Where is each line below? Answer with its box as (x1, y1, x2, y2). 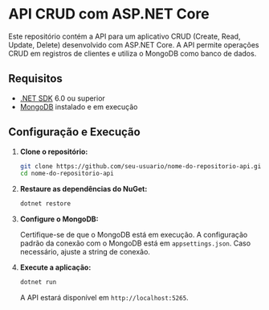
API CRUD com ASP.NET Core (8, 5, 210, 23)
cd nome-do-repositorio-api (19, 170, 114, 178)
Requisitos (8, 72, 63, 85)
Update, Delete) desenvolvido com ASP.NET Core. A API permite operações (8, 39, 259, 49)
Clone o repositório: (19, 147, 88, 156)
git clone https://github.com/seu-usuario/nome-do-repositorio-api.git (19, 162, 265, 170)
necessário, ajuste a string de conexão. (19, 247, 151, 257)
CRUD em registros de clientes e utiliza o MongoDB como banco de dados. (8, 48, 257, 58)
